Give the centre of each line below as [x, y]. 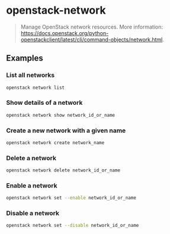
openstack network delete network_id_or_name [63, 170]
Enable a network [32, 185]
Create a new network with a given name [66, 130]
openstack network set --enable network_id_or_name [71, 198]
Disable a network [33, 213]
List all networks [31, 75]
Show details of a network [44, 103]
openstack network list [36, 88]
